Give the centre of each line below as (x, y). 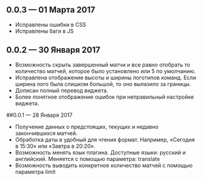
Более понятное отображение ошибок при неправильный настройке (104, 97)
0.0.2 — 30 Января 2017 (53, 50)
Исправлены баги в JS (44, 31)
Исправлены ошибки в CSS (51, 24)
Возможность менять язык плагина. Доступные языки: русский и (100, 152)
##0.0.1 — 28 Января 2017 (39, 115)
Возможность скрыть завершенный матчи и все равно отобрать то (103, 64)
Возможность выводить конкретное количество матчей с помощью (104, 165)
